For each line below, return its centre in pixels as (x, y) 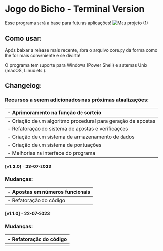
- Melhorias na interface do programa (51, 153)
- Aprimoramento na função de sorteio (55, 113)
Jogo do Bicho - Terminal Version (75, 9)
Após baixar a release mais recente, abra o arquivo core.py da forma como (81, 50)
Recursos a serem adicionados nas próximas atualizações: (77, 100)
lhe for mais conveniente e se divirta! (43, 55)
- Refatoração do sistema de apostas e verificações (68, 129)
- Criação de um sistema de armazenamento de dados (71, 137)
